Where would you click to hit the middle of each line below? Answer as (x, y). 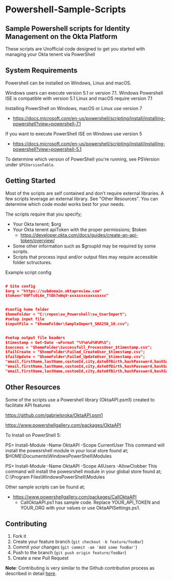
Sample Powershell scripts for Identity (68, 29)
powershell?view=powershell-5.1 (47, 149)
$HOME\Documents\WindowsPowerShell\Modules (58, 456)
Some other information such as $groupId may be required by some (84, 246)
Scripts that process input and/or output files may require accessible (85, 257)
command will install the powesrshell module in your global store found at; (84, 471)
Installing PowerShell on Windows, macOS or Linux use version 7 (74, 108)
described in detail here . (31, 574)
